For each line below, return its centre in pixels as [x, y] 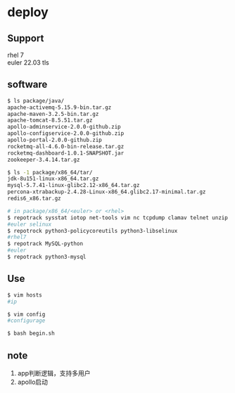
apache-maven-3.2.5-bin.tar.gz [53, 114]
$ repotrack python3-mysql [47, 257]
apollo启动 [32, 382]
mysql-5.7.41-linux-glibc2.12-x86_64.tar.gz [74, 186]
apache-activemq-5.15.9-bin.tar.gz [59, 107]
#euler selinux [30, 224]
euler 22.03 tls [28, 63]
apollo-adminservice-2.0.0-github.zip [64, 127]
